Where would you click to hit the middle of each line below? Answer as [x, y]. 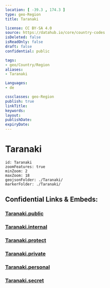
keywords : [15, 111]
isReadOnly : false [24, 42]
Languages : [16, 83]
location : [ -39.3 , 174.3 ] [35, 10]
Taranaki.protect [26, 241]
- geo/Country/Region [27, 65]
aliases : [14, 70]
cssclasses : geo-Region [30, 97]
